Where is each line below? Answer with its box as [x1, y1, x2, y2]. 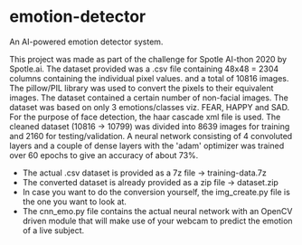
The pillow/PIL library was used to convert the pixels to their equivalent [9, 82, 274, 93]
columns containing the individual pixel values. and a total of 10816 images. [9, 72, 289, 83]
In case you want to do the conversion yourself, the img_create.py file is [22, 186, 291, 197]
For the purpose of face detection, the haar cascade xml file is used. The [9, 111, 281, 122]
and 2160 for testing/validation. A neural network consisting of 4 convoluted [9, 130, 293, 141]
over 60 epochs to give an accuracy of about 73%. [9, 149, 199, 160]
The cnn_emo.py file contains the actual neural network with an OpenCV [22, 205, 293, 216]
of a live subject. [22, 224, 84, 236]
